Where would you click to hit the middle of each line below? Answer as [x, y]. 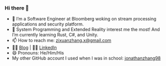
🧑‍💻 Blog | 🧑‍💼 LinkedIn [34, 47]
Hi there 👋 [17, 8]
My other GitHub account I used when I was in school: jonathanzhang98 [86, 58]
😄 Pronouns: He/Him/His [38, 53]
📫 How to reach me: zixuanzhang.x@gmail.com [61, 40]
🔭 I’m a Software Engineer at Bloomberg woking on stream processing [84, 19]
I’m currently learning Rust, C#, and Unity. [55, 35]
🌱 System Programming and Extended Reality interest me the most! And [86, 29]
